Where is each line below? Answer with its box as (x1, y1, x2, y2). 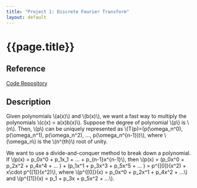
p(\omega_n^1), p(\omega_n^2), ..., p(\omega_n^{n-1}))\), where (6, 132, 163, 139)
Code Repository (6, 79, 48, 87)
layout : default (6, 14, 47, 20)
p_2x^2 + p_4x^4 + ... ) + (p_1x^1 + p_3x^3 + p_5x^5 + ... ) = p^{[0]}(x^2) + (6, 162, 186, 169)
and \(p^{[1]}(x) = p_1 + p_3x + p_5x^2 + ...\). (6, 175, 115, 182)
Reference (6, 64, 46, 74)
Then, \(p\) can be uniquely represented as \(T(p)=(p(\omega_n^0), (17, 125, 183, 132)
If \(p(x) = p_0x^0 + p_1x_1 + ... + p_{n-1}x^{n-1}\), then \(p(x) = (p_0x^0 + (6, 156, 185, 163)
